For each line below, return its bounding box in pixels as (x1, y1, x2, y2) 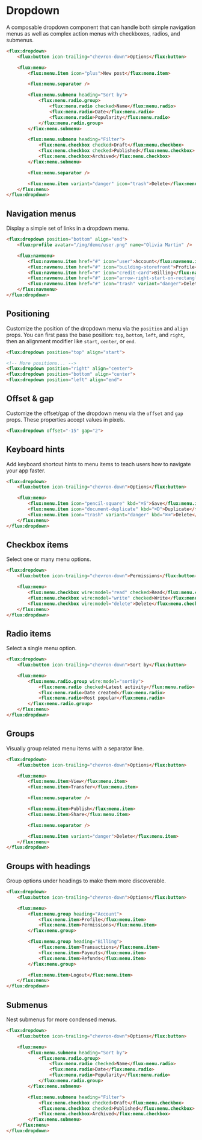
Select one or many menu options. (6, 556, 91, 563)
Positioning (6, 309, 50, 319)
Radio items (6, 629, 52, 639)
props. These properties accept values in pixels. (6, 416, 126, 423)
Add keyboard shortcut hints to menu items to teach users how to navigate (6, 460, 191, 467)
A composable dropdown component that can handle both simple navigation (6, 24, 196, 31)
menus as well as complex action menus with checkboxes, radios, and (6, 30, 180, 37)
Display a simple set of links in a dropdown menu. (6, 224, 129, 232)
